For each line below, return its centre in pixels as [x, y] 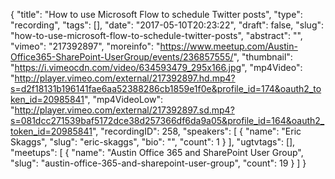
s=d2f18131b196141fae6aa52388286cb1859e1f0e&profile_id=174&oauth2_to [166, 88]
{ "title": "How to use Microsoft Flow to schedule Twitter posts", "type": [156, 14]
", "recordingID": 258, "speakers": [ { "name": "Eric [196, 131]
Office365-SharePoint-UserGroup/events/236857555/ [122, 57]
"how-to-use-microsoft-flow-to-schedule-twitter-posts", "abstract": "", [156, 35]
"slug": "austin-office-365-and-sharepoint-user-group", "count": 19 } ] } [158, 163]
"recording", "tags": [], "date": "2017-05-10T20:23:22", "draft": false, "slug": [167, 25]
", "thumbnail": [263, 57]
